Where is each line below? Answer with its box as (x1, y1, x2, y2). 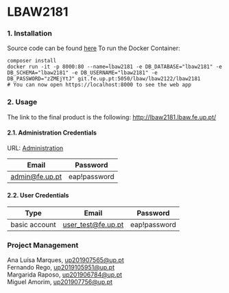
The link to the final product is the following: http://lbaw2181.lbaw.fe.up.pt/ (7, 113, 217, 121)
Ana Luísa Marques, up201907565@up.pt (7, 256, 125, 264)
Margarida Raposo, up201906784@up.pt (7, 270, 122, 279)
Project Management (7, 241, 79, 250)
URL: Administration (7, 143, 64, 152)
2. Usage (7, 97, 38, 107)
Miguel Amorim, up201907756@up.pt (7, 278, 113, 286)
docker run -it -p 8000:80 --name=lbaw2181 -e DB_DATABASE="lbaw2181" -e (7, 63, 223, 71)
